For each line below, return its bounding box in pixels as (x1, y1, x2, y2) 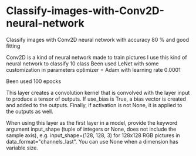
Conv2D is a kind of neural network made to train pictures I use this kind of (6, 54, 187, 61)
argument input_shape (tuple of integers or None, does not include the (6, 125, 177, 132)
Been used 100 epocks (6, 78, 62, 85)
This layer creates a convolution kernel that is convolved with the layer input (6, 89, 190, 96)
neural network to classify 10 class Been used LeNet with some (6, 60, 159, 67)
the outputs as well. (6, 108, 54, 115)
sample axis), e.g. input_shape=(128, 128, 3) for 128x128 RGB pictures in (6, 131, 180, 139)
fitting (6, 42, 21, 49)
